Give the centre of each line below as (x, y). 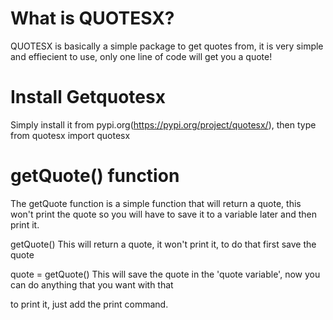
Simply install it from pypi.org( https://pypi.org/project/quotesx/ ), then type (163, 124)
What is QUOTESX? (92, 18)
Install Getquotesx (88, 97)
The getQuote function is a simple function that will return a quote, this (156, 203)
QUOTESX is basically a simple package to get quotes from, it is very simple (167, 46)
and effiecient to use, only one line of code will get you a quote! (141, 56)
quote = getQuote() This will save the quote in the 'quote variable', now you (165, 274)
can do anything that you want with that (92, 284)
